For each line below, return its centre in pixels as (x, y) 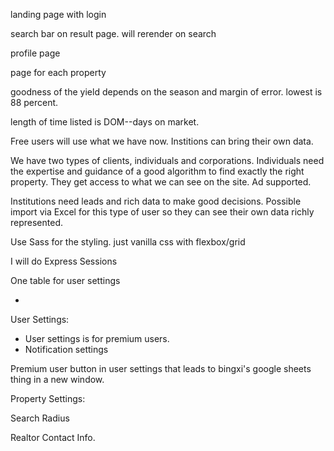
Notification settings (66, 349)
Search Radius (40, 418)
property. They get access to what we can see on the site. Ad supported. (161, 182)
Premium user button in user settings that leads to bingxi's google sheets (161, 368)
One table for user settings (65, 280)
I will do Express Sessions (64, 261)
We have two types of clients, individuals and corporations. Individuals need (167, 160)
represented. (37, 222)
